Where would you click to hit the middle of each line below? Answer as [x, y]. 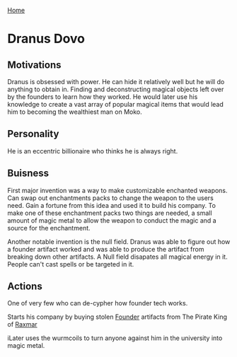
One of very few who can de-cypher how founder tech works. [98, 303]
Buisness [28, 174]
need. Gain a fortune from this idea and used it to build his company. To [111, 205]
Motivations [34, 65]
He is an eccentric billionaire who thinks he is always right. [93, 151]
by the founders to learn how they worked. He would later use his [103, 97]
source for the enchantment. [49, 228]
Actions [25, 287]
